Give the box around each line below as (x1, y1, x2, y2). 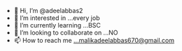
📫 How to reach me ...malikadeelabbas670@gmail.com (13, 37, 175, 44)
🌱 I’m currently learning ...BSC (13, 21, 101, 29)
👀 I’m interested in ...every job (13, 14, 100, 22)
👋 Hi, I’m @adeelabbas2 (13, 7, 83, 14)
